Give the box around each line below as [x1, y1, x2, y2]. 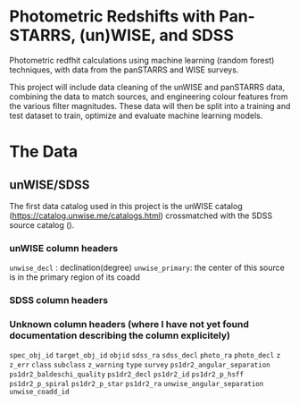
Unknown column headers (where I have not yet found [9, 318, 250, 331]
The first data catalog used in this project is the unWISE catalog [9, 200, 243, 211]
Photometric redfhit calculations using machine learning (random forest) [9, 55, 275, 65]
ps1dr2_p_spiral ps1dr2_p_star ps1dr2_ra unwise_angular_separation [9, 380, 264, 389]
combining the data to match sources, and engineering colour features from [9, 91, 288, 102]
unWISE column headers [9, 241, 119, 254]
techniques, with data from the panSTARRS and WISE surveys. [9, 64, 239, 75]
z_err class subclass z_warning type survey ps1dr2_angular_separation [9, 360, 270, 370]
